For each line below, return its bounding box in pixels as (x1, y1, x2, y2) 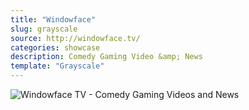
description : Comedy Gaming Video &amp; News (10, 52, 203, 62)
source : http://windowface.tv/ (10, 33, 141, 43)
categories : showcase (10, 42, 101, 53)
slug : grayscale (10, 24, 78, 34)
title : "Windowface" (10, 14, 97, 25)
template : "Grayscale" (10, 61, 105, 71)
